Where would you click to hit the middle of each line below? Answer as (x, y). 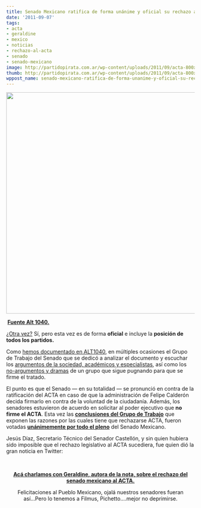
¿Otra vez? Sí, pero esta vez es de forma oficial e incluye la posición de (95, 334)
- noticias (20, 45)
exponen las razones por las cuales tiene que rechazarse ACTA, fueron (94, 421)
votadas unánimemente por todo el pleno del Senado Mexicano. (86, 427)
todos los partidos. (30, 340)
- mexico (17, 39)
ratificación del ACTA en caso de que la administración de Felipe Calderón (98, 395)
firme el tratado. (26, 377)
